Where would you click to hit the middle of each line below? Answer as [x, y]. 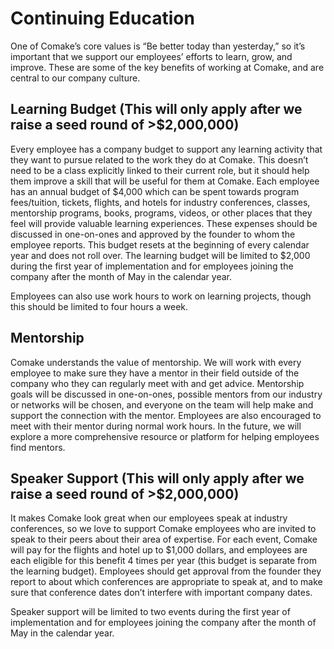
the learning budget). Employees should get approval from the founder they [166, 571]
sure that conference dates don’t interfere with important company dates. [161, 593]
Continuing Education [102, 18]
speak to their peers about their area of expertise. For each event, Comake [164, 539]
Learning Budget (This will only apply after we [156, 109]
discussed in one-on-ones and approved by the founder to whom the [153, 234]
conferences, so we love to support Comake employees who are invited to [163, 529]
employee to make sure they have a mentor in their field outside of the [155, 373]
